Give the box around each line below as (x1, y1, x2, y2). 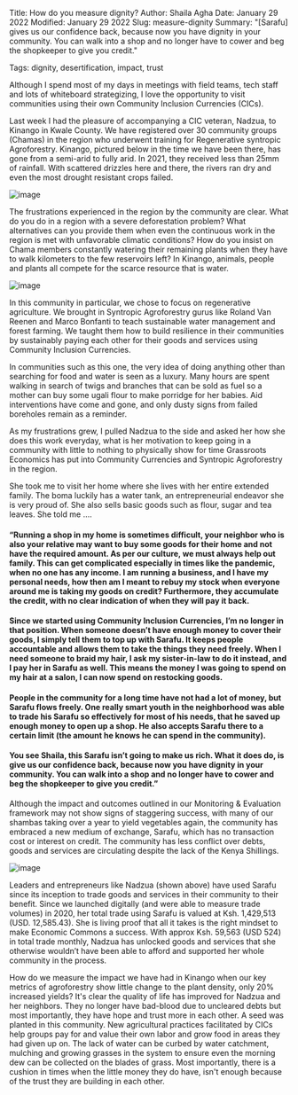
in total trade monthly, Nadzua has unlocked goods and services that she (9, 935, 277, 947)
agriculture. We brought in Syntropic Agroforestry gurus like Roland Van (9, 307, 272, 317)
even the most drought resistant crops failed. (9, 172, 174, 183)
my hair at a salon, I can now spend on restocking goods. (9, 672, 223, 683)
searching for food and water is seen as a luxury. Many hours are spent (9, 372, 271, 381)
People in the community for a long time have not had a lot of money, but (9, 692, 282, 703)
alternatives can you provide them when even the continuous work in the (9, 225, 276, 236)
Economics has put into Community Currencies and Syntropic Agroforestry (9, 454, 283, 465)
